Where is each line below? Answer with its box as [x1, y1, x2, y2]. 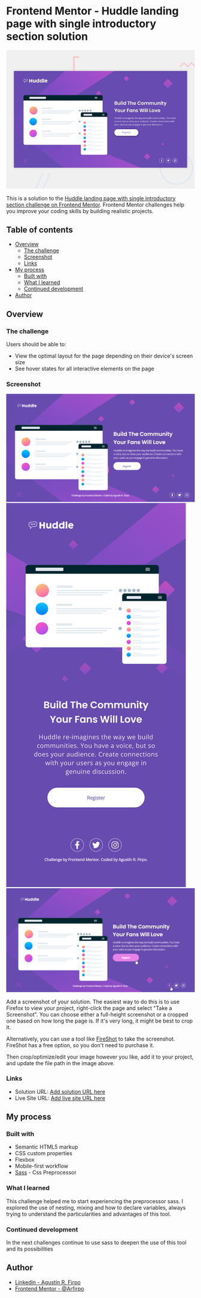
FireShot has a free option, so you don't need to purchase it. [6, 1041, 154, 1048]
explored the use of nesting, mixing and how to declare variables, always [6, 1204, 186, 1211]
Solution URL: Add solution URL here [14, 1088, 106, 1095]
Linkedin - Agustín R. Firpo [14, 1278, 81, 1285]
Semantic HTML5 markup [14, 1143, 78, 1150]
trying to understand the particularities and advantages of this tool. [6, 1210, 172, 1218]
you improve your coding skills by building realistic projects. [6, 207, 154, 214]
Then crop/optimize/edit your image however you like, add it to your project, [6, 1053, 194, 1060]
